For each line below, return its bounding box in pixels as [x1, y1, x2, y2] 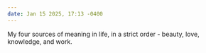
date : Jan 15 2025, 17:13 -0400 [7, 10, 103, 18]
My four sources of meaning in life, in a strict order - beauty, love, [7, 30, 200, 38]
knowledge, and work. [7, 37, 72, 46]
